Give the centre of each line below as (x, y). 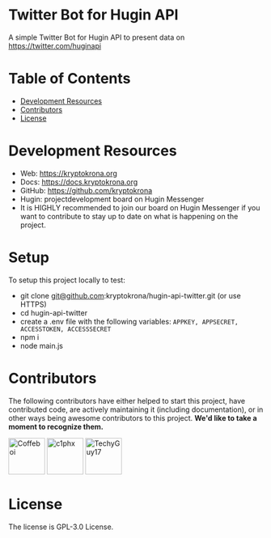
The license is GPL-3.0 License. (61, 527)
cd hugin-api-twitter (53, 312)
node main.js (41, 345)
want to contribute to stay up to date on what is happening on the (129, 216)
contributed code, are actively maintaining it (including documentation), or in (136, 409)
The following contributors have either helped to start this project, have (127, 400)
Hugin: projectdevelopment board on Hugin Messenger (112, 199)
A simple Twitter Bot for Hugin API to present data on (97, 37)
